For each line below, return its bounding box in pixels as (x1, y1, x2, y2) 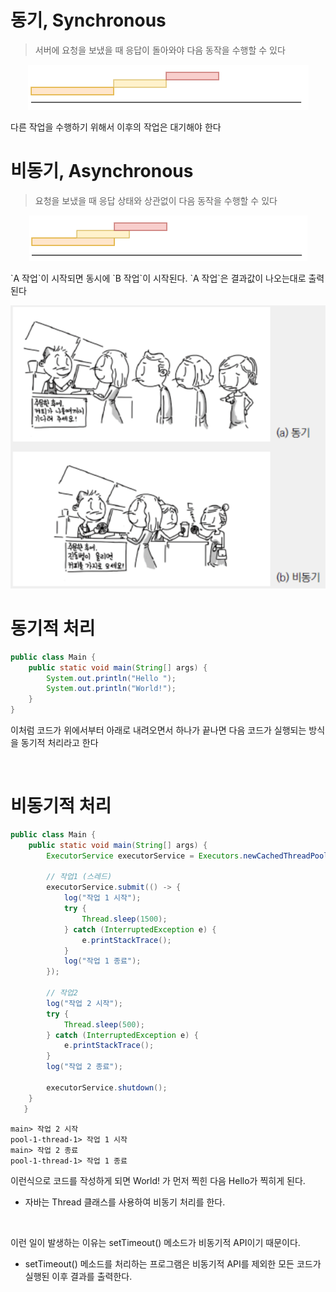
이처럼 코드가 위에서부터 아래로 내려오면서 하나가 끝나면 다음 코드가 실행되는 (10, 724, 307, 736)
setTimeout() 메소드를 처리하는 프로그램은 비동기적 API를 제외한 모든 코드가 (24, 1257, 322, 1270)
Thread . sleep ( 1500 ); (81, 914, 168, 924)
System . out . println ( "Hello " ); (46, 673, 177, 683)
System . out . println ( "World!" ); (46, 684, 177, 694)
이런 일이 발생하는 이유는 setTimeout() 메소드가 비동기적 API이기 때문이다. (10, 1236, 301, 1248)
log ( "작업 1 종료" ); (63, 956, 142, 966)
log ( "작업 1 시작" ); (63, 893, 142, 903)
